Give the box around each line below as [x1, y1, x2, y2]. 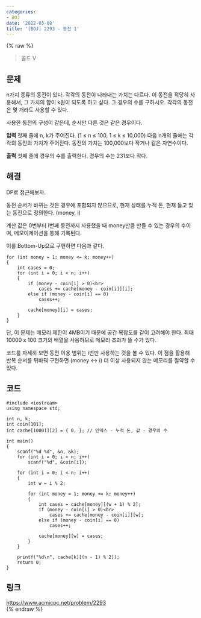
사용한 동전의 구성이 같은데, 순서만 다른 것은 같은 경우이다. [6, 119, 143, 127]
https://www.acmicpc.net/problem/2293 [6, 599, 107, 606]
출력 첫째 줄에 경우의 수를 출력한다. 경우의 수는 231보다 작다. [6, 152, 148, 160]
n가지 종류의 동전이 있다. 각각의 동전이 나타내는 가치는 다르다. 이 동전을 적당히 [6, 91, 189, 98]
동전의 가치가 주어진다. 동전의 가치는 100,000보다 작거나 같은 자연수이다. [17, 139, 188, 147]
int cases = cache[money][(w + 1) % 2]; [38, 501, 141, 507]
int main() [6, 438, 34, 444]
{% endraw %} [6, 605, 43, 613]
